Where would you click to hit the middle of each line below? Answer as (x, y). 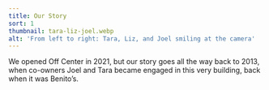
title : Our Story (38, 16)
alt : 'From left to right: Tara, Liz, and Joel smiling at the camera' (132, 39)
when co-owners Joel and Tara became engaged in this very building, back (134, 71)
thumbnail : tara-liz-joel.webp (61, 31)
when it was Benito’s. (44, 79)
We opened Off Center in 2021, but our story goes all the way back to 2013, (134, 62)
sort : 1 (21, 24)
